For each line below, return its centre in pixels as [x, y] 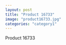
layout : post [19, 10]
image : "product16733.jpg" [33, 19]
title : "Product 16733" [30, 14]
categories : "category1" [31, 24]
